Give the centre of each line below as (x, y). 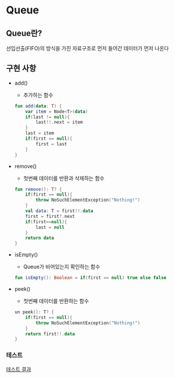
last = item (40, 133)
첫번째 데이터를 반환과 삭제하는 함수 (64, 178)
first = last (51, 144)
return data (40, 238)
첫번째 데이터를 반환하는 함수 (56, 301)
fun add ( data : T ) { (38, 106)
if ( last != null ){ (48, 117)
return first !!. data (50, 334)
